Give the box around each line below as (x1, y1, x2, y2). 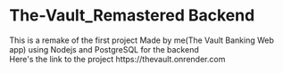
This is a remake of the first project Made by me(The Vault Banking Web (9, 35, 275, 45)
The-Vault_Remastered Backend (9, 5, 255, 26)
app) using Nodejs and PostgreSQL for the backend (9, 44, 199, 54)
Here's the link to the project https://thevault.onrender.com (9, 53, 226, 64)
